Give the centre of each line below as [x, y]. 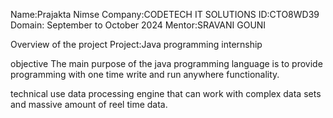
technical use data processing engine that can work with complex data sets [166, 93]
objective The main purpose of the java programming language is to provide [166, 63]
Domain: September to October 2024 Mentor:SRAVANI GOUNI [138, 25]
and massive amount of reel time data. [89, 104]
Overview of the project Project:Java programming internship [136, 44]
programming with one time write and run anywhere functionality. [145, 74]
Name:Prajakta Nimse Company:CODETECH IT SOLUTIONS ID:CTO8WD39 [165, 14]
